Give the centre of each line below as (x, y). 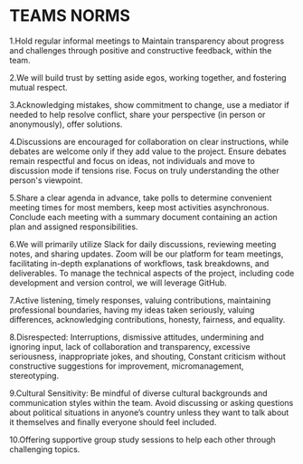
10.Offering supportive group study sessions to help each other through (142, 440)
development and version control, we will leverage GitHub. (118, 283)
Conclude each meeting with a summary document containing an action (143, 217)
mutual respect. (38, 87)
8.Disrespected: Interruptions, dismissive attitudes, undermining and (137, 337)
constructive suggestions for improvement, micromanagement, (127, 366)
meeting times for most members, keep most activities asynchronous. (139, 207)
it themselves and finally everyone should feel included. (113, 421)
